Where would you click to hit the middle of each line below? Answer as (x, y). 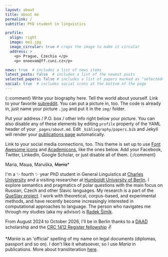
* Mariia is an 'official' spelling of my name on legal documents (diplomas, (81, 238)
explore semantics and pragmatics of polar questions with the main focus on (84, 185)
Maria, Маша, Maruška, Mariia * (37, 164)
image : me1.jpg (25, 42)
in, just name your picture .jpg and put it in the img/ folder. (65, 109)
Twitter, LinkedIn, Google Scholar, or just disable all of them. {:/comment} (80, 155)
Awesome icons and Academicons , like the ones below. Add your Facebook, (84, 149)
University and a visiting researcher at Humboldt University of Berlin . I (77, 180)
